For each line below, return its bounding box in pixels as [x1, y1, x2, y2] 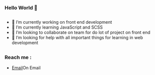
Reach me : [4, 54, 32, 60]
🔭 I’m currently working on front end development [11, 19, 112, 25]
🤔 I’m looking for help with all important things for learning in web [11, 35, 143, 41]
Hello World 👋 [4, 4, 38, 11]
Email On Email [11, 65, 41, 71]
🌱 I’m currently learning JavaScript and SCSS [11, 24, 103, 30]
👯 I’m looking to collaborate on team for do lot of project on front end [11, 30, 151, 35]
